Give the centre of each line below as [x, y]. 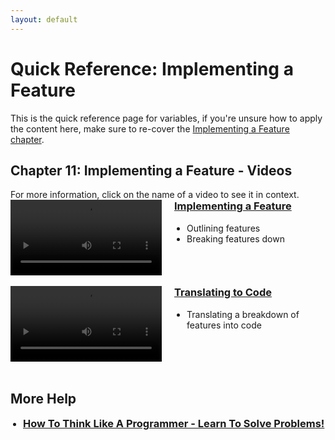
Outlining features [223, 228]
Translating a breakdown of [243, 314]
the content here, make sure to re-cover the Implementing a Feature [150, 128]
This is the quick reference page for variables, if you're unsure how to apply [166, 118]
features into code [224, 325]
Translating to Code [223, 293]
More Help [43, 398]
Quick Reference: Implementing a [152, 68]
